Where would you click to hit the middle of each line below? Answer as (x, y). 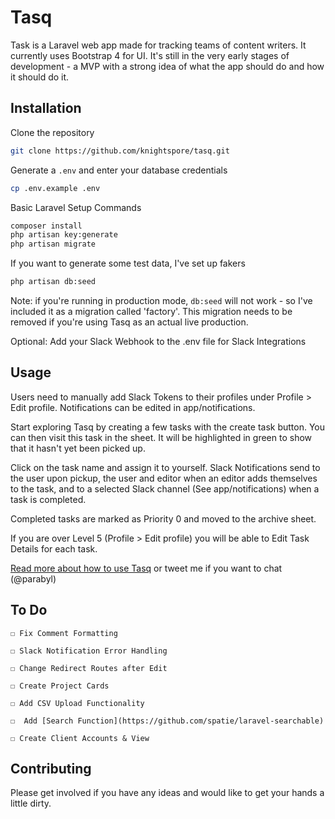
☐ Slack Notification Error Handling (89, 651)
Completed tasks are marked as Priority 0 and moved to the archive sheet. (163, 518)
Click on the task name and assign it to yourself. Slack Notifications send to (165, 467)
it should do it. (40, 77)
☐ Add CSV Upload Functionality (77, 703)
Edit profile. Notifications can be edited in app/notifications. (133, 407)
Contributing (51, 769)
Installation (46, 108)
